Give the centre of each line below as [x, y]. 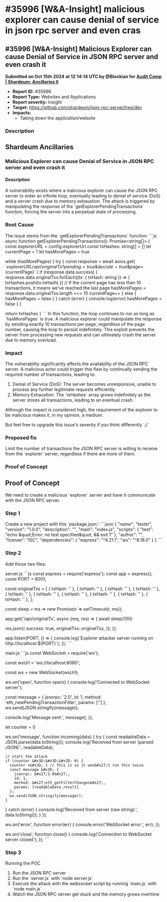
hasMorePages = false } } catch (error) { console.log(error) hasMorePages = [83, 298]
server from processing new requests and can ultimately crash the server [81, 335]
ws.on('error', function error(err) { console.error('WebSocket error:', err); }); [83, 824]
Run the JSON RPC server [39, 873]
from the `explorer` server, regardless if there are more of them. [71, 454]
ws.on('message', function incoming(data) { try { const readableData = [78, 737]
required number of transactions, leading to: [50, 375]
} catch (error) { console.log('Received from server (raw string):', [72, 809]
